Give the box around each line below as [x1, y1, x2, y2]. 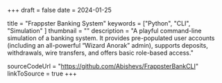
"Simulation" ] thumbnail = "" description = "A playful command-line [7, 27, 202, 35]
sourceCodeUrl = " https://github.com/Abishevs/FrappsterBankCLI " [7, 62, 199, 70]
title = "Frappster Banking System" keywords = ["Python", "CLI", [7, 19, 191, 27]
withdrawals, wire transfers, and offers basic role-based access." [7, 48, 194, 57]
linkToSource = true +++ [7, 69, 78, 77]
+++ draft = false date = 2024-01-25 [7, 6, 112, 14]
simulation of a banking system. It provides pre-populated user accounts [7, 34, 215, 42]
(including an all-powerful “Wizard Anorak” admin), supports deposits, [7, 41, 208, 49]
